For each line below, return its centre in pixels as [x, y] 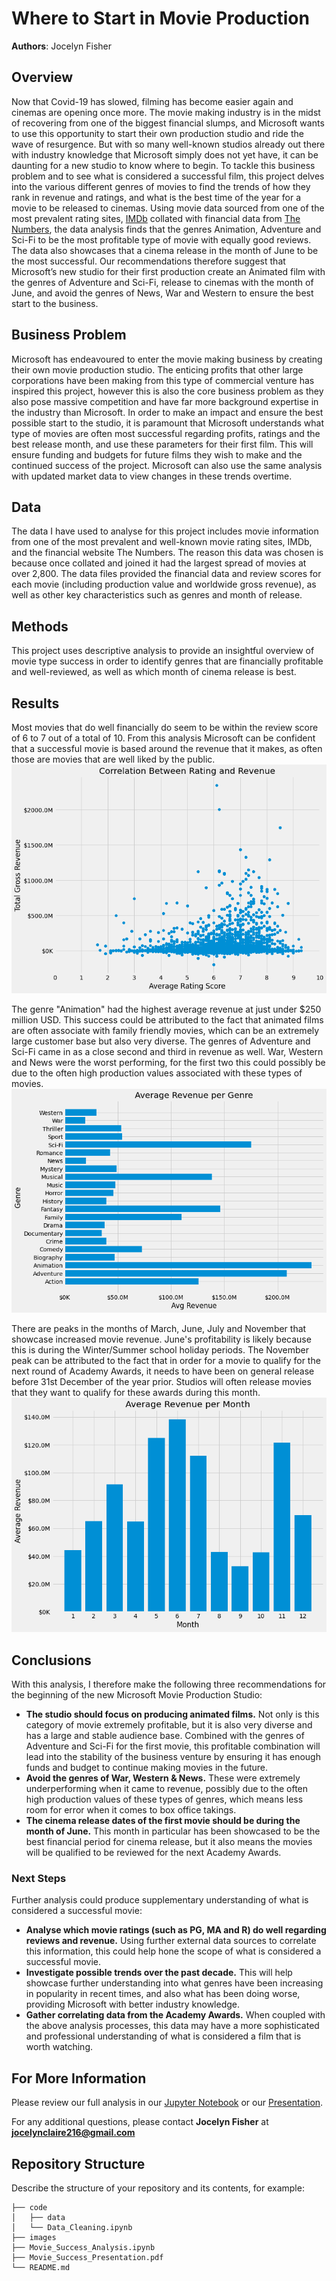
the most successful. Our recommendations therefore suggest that [148, 261]
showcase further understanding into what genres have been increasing [174, 1983]
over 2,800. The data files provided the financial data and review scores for [166, 574]
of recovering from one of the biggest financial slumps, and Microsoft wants [168, 123]
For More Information [79, 2078]
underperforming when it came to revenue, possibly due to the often [167, 1789]
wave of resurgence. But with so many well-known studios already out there [168, 144]
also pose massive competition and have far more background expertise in [165, 401]
